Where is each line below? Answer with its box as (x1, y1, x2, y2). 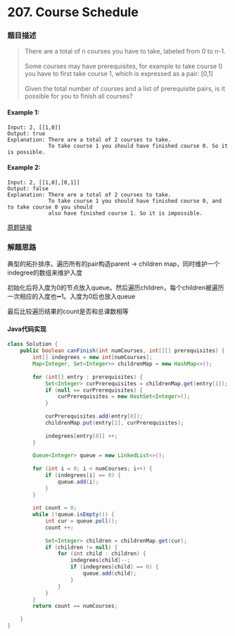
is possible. (7, 149, 46, 156)
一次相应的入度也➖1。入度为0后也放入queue (7, 292, 136, 301)
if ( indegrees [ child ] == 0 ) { (70, 563, 159, 570)
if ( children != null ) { (44, 544, 118, 551)
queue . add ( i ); (57, 478, 99, 485)
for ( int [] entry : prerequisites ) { (32, 373, 143, 380)
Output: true (7, 130, 46, 137)
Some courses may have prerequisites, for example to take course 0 (24, 62, 223, 70)
